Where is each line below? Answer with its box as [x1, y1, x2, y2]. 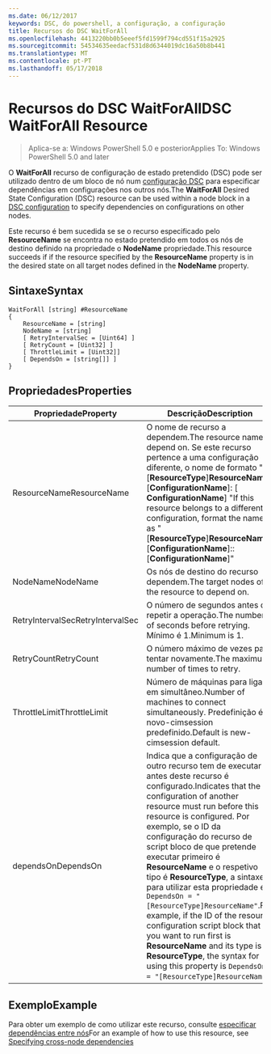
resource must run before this [146, 801, 260, 812]
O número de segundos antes [146, 599, 259, 611]
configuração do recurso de [146, 831, 252, 842]
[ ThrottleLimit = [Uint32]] [23, 348, 121, 356]
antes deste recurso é [146, 770, 230, 781]
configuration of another [146, 790, 240, 802]
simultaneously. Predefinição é [146, 707, 264, 718]
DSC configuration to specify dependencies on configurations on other [8, 201, 244, 211]
